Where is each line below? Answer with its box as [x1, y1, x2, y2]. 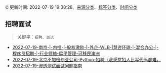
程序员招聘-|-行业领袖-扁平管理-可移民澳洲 [12, 50, 100, 56]
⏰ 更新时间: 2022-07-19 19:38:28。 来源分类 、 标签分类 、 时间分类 [5, 4, 137, 10]
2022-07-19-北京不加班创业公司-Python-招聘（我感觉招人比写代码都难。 [12, 56, 161, 62]
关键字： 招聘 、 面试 [17, 34, 54, 40]
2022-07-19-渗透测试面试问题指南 [12, 63, 83, 69]
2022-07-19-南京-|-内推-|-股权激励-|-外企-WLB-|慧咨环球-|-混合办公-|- [12, 44, 159, 50]
